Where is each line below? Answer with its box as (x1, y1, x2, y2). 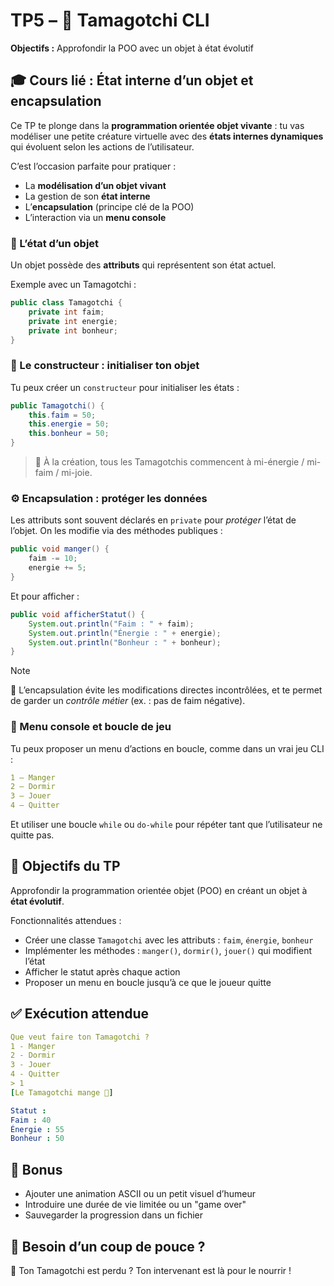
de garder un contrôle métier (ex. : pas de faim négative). (10, 695, 246, 707)
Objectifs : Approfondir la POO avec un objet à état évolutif (10, 42, 254, 54)
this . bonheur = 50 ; (28, 429, 110, 439)
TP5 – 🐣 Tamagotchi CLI (10, 9, 210, 32)
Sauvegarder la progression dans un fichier (24, 1209, 204, 1221)
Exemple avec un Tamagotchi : (10, 279, 137, 291)
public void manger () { (10, 544, 110, 554)
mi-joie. (61, 467, 93, 479)
